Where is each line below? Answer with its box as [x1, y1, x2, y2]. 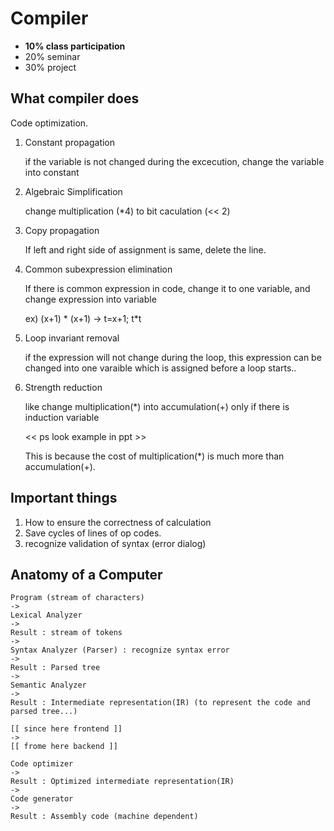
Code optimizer [10, 759, 74, 769]
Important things [10, 490, 118, 507]
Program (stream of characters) [10, 593, 145, 603]
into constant [24, 166, 80, 178]
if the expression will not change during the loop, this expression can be [24, 351, 322, 363]
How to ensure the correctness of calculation [24, 516, 212, 528]
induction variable [24, 411, 100, 423]
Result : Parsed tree [10, 663, 101, 673]
